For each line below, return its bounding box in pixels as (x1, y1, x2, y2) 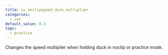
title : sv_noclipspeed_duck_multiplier (5, 7, 89, 12)
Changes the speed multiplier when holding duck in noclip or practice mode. (5, 44, 163, 50)
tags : (5, 26, 17, 31)
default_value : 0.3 (5, 21, 46, 26)
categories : (5, 12, 30, 17)
